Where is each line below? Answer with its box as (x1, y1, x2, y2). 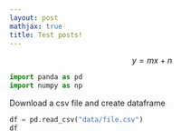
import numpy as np (9, 81, 83, 91)
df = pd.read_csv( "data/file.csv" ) (9, 115, 144, 125)
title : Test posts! (9, 30, 83, 39)
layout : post (9, 13, 59, 23)
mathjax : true (9, 22, 63, 31)
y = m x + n (131, 55, 173, 66)
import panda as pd (9, 73, 83, 82)
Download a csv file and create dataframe (9, 97, 166, 109)
